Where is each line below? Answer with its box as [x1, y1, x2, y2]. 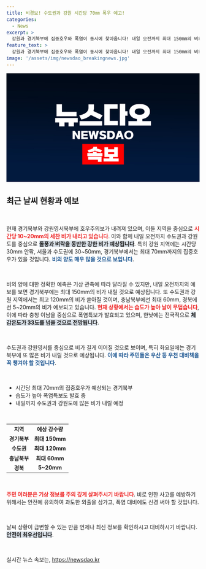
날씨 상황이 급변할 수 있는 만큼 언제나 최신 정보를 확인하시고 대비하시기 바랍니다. [6, 524, 198, 531]
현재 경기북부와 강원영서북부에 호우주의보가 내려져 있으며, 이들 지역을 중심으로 [6, 225, 193, 233]
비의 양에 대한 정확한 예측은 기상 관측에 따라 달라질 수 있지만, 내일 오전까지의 [6, 281, 189, 288]
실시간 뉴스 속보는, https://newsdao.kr [6, 556, 100, 563]
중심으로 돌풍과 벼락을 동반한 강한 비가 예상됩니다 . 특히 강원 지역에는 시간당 [17, 240, 197, 248]
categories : [6, 16, 37, 23]
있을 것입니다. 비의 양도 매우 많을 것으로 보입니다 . [17, 255, 134, 263]
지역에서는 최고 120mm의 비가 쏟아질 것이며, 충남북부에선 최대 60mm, [12, 296, 181, 303]
